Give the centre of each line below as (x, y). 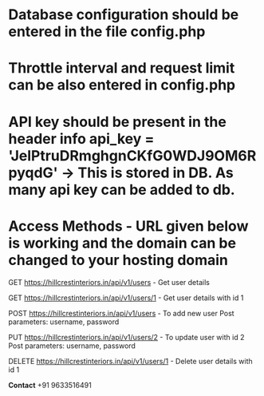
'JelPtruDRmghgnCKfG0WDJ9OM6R (132, 155)
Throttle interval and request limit (122, 68)
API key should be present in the (118, 122)
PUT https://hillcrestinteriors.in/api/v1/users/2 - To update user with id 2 (126, 337)
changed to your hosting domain (118, 260)
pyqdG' (33, 172)
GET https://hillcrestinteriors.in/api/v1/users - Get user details (109, 282)
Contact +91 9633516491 (50, 385)
